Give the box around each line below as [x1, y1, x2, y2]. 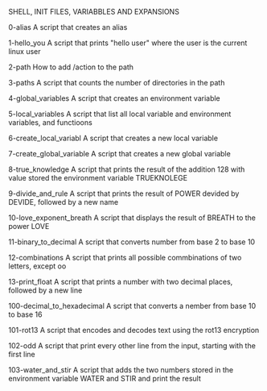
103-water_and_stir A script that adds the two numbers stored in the [8, 365, 234, 374]
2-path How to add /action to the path [8, 62, 134, 72]
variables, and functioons [8, 118, 92, 127]
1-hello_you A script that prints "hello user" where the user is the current [8, 38, 248, 48]
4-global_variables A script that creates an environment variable [8, 94, 221, 103]
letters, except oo [8, 261, 67, 271]
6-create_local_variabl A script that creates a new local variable [8, 133, 219, 143]
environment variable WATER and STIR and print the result [8, 374, 201, 383]
